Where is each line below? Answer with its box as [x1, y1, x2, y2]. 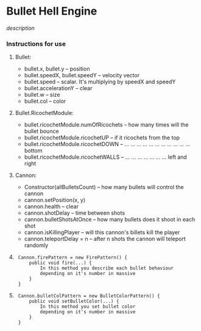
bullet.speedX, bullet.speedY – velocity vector [24, 72, 140, 79]
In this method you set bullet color [40, 304, 136, 310]
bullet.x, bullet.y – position [24, 65, 90, 72]
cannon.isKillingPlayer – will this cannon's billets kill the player [24, 229, 180, 236]
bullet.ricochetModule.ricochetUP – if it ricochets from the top [24, 134, 180, 141]
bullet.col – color [24, 97, 66, 105]
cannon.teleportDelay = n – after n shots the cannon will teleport [24, 235, 186, 243]
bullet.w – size [24, 91, 60, 99]
